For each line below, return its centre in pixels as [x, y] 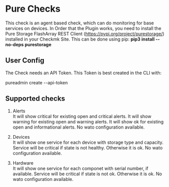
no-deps [15, 44]
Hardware [23, 163]
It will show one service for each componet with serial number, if [80, 168]
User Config [25, 61]
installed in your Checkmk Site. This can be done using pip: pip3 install [80, 39]
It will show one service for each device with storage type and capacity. [88, 142]
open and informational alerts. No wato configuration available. [79, 127]
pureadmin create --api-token [37, 82]
